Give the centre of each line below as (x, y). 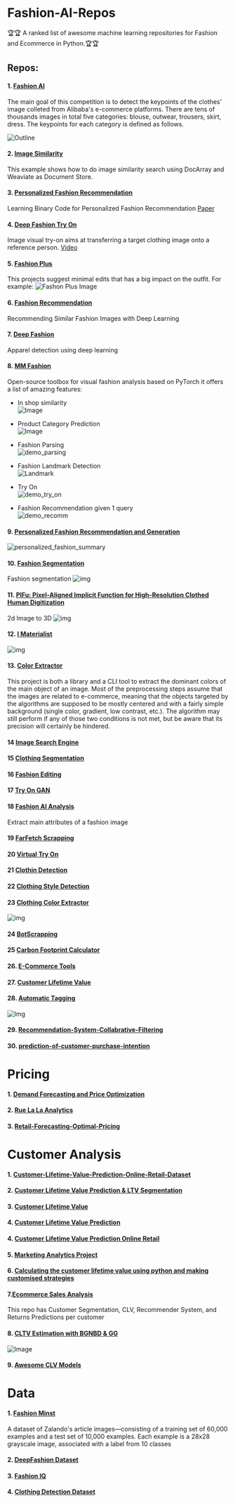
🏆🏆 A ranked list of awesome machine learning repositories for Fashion (113, 32)
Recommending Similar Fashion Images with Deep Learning (93, 318)
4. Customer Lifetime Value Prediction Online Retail (83, 1239)
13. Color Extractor (35, 666)
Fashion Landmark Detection (59, 465)
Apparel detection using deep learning (63, 350)
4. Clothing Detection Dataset (52, 1492)
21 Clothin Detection (38, 870)
